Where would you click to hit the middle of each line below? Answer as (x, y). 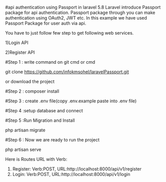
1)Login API (17, 43)
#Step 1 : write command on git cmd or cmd (50, 62)
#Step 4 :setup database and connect (44, 111)
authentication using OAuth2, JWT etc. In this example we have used (76, 18)
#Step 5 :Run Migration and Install (40, 120)
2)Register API (20, 52)
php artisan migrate (25, 130)
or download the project (30, 81)
